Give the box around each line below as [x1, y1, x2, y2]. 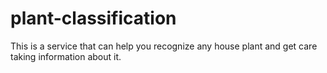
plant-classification [10, 7, 177, 30]
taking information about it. [10, 50, 122, 62]
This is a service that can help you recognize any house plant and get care [10, 40, 318, 52]
